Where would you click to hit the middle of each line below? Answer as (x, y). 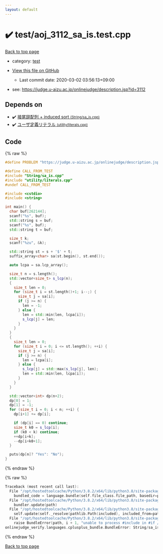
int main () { (18, 207)
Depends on (24, 105)
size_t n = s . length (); (33, 274)
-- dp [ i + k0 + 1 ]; (28, 441)
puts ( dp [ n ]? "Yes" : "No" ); (37, 455)
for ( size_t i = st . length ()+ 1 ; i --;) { (55, 292)
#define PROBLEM (21, 162)
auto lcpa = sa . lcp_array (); (39, 265)
